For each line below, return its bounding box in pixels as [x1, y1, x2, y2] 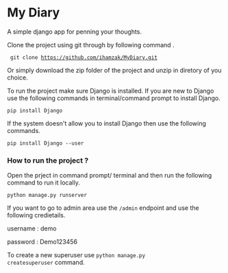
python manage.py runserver [7, 192, 88, 199]
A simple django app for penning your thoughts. [7, 27, 142, 36]
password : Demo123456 [7, 238, 77, 246]
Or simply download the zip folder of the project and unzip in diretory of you [7, 66, 222, 74]
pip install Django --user [7, 139, 84, 147]
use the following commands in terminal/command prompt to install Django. [7, 94, 220, 102]
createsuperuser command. [7, 259, 85, 267]
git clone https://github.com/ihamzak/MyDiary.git [10, 54, 157, 61]
